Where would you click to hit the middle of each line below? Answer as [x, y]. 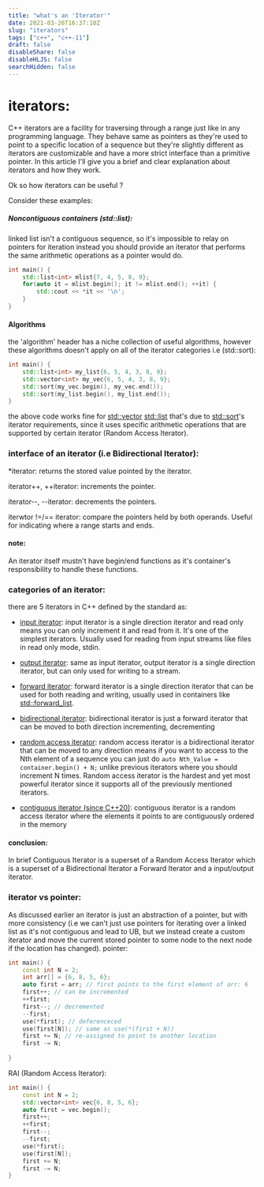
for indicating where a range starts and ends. [81, 525]
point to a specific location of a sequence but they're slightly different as [126, 145]
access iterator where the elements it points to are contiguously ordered [137, 816]
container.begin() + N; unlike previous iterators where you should [128, 768]
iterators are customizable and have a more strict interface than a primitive [129, 153]
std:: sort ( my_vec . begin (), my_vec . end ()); [93, 387]
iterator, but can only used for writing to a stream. [100, 671]
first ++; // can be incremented [75, 992]
